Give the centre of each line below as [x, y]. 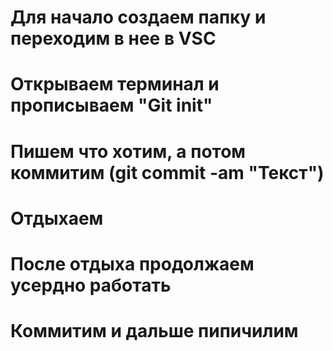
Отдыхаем [57, 218]
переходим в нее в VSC [113, 38]
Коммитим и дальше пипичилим [154, 331]
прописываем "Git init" [111, 105]
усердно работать [91, 285]
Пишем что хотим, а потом [128, 151]
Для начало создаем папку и [138, 17]
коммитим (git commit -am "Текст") [167, 172]
